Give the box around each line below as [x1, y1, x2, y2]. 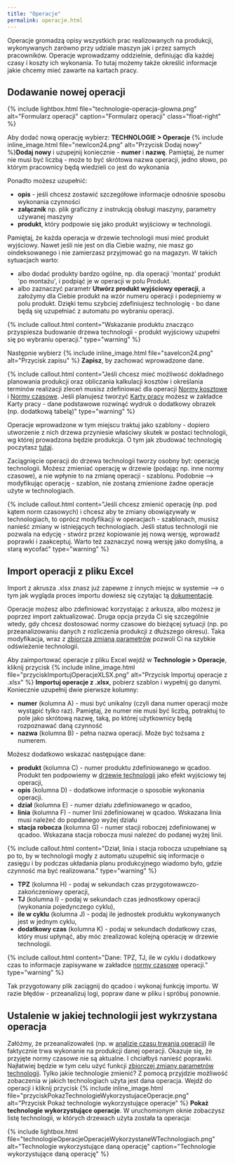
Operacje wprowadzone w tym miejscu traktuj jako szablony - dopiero [7, 421, 210, 429]
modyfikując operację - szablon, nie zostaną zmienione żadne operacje [7, 479, 214, 487]
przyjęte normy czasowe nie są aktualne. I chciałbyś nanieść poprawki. [7, 1053, 213, 1063]
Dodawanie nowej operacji [7, 86, 126, 98]
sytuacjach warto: [7, 256, 60, 264]
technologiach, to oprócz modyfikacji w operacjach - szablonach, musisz [7, 515, 219, 523]
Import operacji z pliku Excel [7, 565, 134, 577]
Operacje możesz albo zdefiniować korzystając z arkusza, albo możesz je [7, 605, 221, 614]
